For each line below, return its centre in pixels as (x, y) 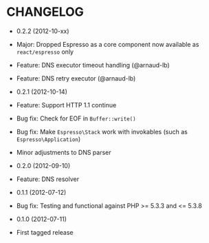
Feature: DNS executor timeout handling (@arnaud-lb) (93, 65)
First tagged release (45, 232)
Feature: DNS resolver (48, 179)
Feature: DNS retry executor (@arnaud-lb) (76, 78)
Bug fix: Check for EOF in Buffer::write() (76, 118)
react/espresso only (45, 52)
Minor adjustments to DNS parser (64, 152)
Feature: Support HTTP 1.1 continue (66, 105)
